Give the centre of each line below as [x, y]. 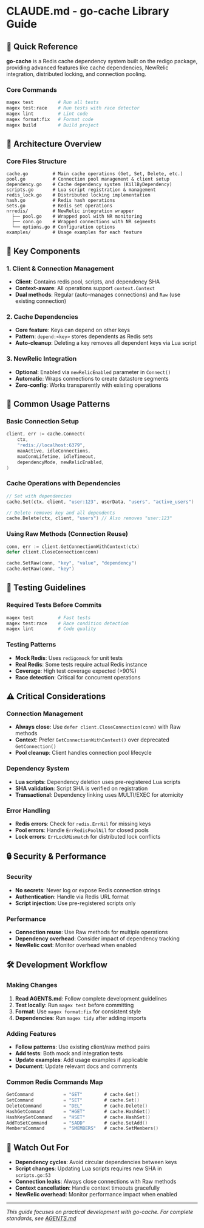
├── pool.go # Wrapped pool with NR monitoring [77, 217]
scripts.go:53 [33, 1176]
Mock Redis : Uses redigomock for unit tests [69, 657]
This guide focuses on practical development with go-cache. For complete [100, 1212]
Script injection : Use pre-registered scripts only [75, 903]
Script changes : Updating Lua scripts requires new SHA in [88, 1168]
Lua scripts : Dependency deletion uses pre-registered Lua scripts [98, 782]
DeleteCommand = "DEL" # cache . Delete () [77, 1106]
